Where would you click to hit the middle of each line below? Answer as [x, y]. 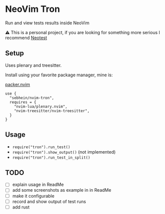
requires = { [23, 102]
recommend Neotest [26, 38]
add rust [21, 207]
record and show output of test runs [49, 201]
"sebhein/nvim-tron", [32, 98]
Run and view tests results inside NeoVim [47, 23]
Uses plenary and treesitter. [33, 65]
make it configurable [33, 196]
